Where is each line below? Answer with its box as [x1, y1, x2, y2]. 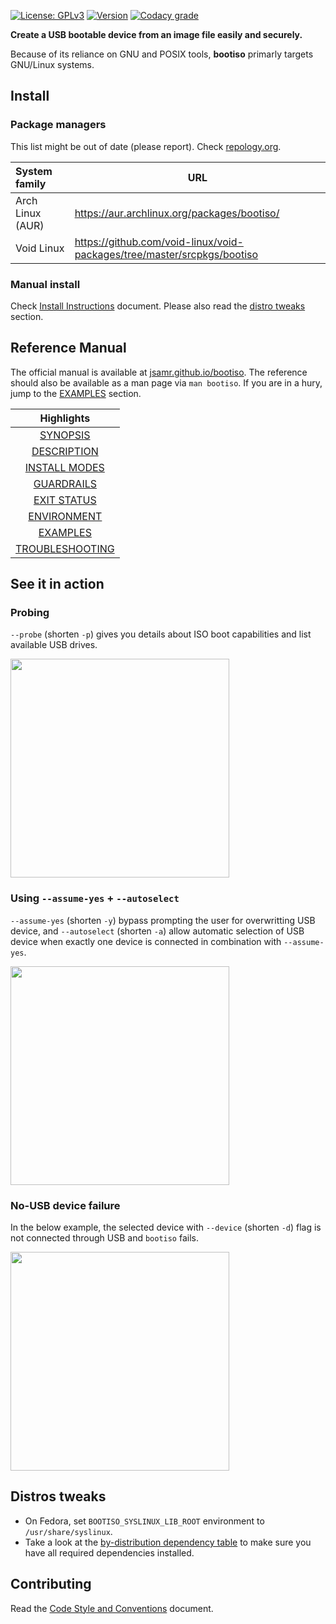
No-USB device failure [10, 1198, 121, 1212]
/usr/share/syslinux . [24, 1525, 113, 1537]
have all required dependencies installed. [24, 1546, 195, 1559]
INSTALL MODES [24, 460, 105, 474]
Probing [10, 606, 50, 620]
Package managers [10, 118, 107, 132]
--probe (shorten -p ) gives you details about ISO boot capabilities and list [10, 628, 312, 640]
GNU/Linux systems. [10, 59, 95, 70]
